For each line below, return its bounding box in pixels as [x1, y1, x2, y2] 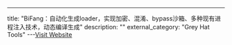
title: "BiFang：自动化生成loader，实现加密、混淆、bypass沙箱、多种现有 [7, 14, 215, 22]
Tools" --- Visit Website [7, 31, 72, 38]
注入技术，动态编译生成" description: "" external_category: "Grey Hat [12, 23, 210, 31]
